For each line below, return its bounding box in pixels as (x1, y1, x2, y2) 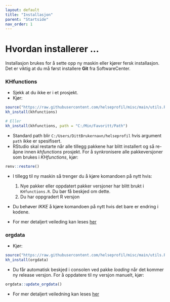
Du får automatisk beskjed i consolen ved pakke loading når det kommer (12, 267, 164, 273)
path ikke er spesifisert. (12, 138, 62, 144)
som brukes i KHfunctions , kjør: (12, 154, 78, 160)
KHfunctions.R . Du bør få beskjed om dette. (20, 188, 111, 194)
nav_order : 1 (5, 21, 33, 27)
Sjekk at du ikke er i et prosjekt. (12, 90, 78, 96)
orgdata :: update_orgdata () (5, 282, 62, 287)
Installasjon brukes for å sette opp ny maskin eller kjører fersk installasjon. (5, 60, 160, 66)
